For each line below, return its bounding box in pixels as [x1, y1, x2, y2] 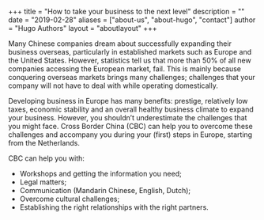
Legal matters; [19, 177, 67, 187]
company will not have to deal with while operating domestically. [8, 81, 219, 90]
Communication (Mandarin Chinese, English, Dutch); [19, 186, 191, 195]
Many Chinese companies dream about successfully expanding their [8, 39, 232, 48]
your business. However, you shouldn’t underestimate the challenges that [8, 113, 247, 122]
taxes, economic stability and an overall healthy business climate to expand [8, 104, 255, 114]
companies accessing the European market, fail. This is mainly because [8, 64, 242, 74]
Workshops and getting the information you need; [19, 169, 182, 178]
